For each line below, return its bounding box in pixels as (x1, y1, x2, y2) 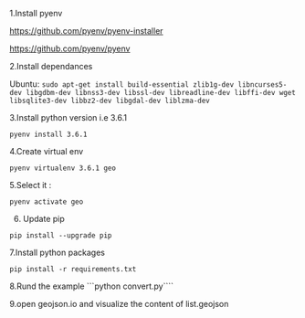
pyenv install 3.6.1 (9, 130, 89, 139)
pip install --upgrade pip (9, 231, 112, 240)
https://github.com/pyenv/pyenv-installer (9, 26, 163, 36)
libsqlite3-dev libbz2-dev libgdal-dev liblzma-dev (9, 96, 210, 105)
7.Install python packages (9, 247, 105, 258)
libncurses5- (237, 80, 288, 90)
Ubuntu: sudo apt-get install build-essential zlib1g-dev (9, 79, 235, 90)
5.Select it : (9, 180, 52, 190)
